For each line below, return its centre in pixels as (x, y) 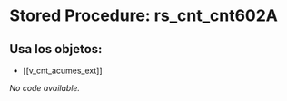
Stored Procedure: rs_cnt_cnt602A (144, 16)
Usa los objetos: (56, 49)
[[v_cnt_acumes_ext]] (62, 70)
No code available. (45, 88)
